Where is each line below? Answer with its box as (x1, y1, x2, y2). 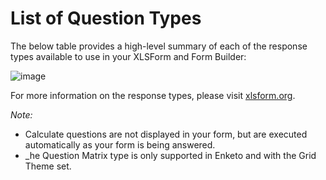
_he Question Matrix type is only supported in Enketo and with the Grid (24, 149, 317, 161)
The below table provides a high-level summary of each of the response (10, 40, 308, 52)
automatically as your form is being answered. (24, 138, 216, 151)
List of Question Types (10, 7, 202, 30)
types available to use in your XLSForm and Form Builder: (10, 50, 247, 62)
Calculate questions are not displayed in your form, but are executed (24, 128, 308, 140)
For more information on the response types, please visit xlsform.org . (10, 89, 296, 101)
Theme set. (24, 160, 72, 172)
